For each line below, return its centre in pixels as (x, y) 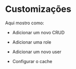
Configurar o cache (32, 61)
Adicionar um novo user (37, 52)
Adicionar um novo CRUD (38, 32)
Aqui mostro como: (25, 23)
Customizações (38, 9)
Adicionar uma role (32, 42)
